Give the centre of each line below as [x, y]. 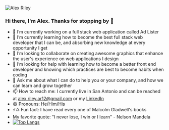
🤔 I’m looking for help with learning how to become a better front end [84, 64]
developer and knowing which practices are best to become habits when [88, 70]
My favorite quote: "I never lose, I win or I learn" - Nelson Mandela [81, 117]
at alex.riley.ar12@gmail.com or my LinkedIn [58, 99]
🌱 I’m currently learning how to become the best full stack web [78, 37]
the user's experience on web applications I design [66, 59]
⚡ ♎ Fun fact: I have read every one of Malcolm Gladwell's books [79, 110]
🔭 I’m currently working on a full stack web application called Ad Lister [86, 32]
